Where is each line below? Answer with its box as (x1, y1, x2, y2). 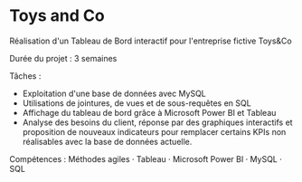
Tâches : (9, 70, 42, 81)
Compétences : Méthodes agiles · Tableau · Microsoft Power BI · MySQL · (9, 153, 282, 164)
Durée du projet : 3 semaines (9, 53, 118, 63)
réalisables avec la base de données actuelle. (22, 136, 193, 147)
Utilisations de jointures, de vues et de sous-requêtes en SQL (22, 97, 251, 109)
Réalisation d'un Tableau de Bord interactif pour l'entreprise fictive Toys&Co (9, 35, 292, 46)
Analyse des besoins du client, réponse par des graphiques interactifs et (22, 117, 293, 128)
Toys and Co (9, 5, 106, 26)
